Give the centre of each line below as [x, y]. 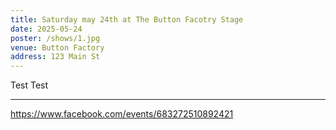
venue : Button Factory [57, 47]
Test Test [29, 85]
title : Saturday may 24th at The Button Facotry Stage [127, 19]
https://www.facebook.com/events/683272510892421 [122, 114]
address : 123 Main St [55, 57]
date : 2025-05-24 [46, 29]
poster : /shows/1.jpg [55, 38]
